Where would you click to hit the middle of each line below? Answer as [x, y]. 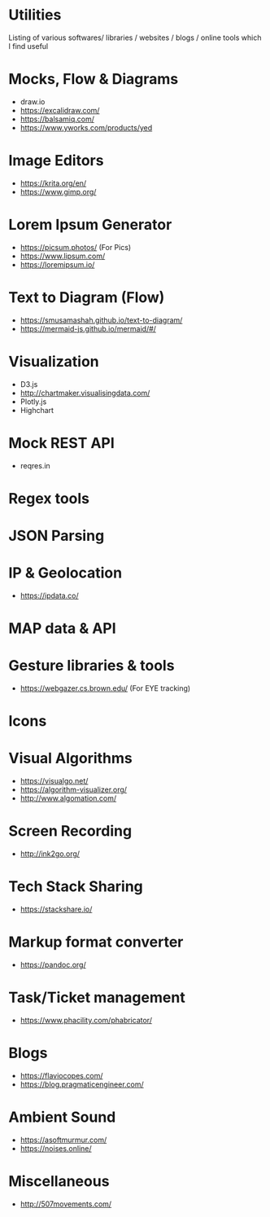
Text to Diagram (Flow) [87, 297]
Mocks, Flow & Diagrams [94, 79]
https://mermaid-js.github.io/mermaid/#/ [88, 328]
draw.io [33, 101]
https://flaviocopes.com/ [61, 1075]
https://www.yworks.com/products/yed [86, 127]
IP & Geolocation [65, 573]
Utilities [35, 15]
